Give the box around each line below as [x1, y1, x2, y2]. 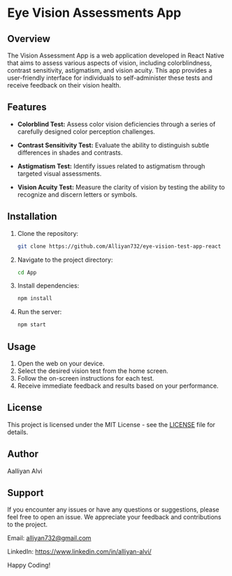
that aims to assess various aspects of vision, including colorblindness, [7, 59, 212, 67]
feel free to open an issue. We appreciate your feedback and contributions [7, 513, 222, 521]
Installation [7, 211, 57, 223]
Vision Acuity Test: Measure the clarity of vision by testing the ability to [17, 183, 225, 191]
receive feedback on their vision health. [7, 81, 122, 89]
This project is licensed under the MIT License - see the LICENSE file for [7, 420, 215, 428]
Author [7, 448, 38, 460]
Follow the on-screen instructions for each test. [17, 374, 154, 382]
